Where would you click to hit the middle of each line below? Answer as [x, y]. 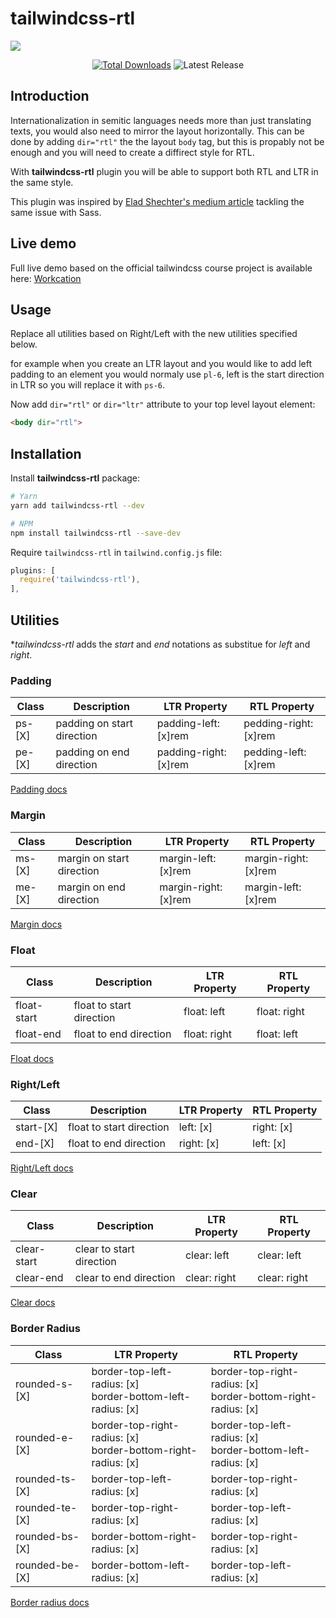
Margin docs [36, 924]
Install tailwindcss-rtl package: [75, 478]
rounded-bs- [47, 1536]
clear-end [39, 1278]
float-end [38, 1034]
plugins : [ [33, 570]
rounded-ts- [46, 1479]
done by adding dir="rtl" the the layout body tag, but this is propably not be [167, 141]
